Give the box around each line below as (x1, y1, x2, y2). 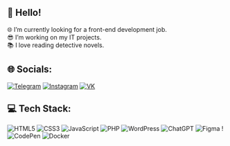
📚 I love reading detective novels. (7, 41, 105, 49)
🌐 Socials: (7, 64, 53, 75)
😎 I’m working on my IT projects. (7, 33, 102, 42)
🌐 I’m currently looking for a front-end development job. (7, 25, 168, 33)
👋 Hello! (7, 7, 42, 19)
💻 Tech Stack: (7, 103, 71, 115)
